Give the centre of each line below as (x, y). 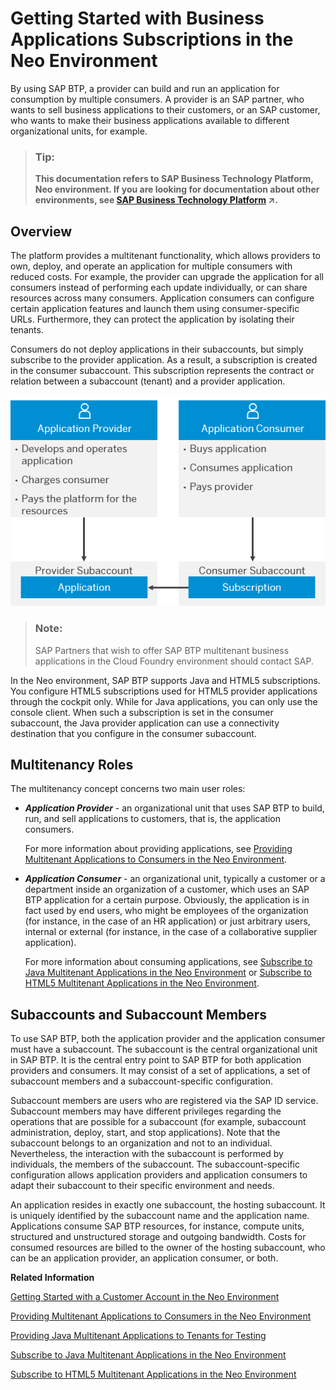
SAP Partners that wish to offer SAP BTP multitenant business (162, 650)
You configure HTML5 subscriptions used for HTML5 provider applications (164, 691)
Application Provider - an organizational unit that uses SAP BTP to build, (174, 808)
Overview (41, 231)
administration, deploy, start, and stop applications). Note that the (145, 1133)
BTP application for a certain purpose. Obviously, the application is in (167, 900)
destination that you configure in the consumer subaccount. (133, 733)
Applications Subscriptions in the (152, 39)
